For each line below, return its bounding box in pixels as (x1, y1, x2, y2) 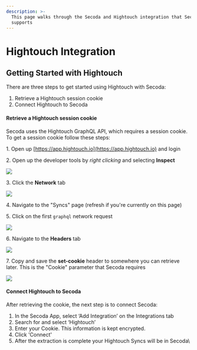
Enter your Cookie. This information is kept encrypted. (14, 325, 145, 332)
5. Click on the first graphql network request (6, 212, 113, 220)
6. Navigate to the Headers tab (6, 235, 81, 242)
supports (11, 19, 33, 25)
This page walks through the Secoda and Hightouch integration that (11, 14, 182, 20)
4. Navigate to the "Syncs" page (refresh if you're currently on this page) (6, 201, 182, 208)
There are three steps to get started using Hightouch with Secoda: (6, 83, 166, 91)
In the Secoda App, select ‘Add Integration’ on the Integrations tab (14, 312, 174, 320)
